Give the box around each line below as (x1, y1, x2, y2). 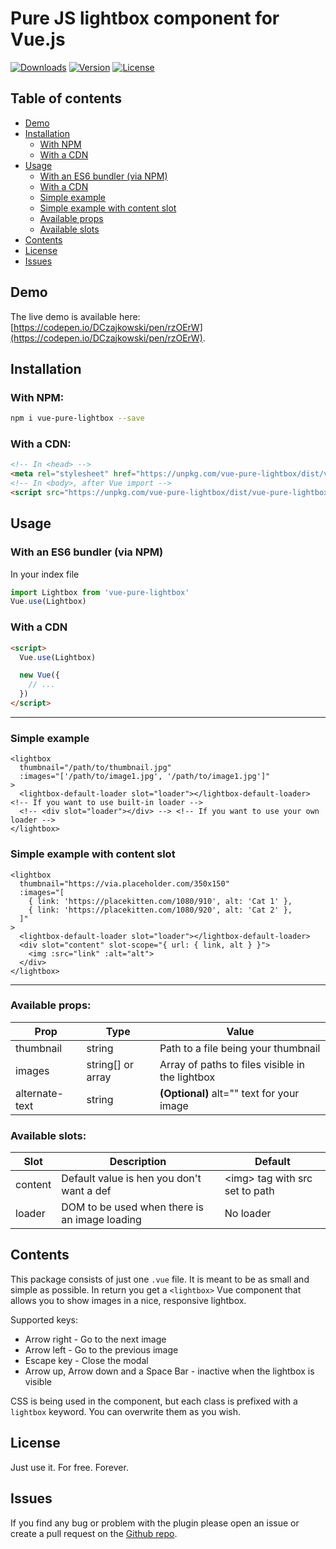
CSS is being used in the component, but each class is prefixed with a (10, 1395, 298, 1407)
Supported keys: (10, 1313, 78, 1326)
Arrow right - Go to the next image (24, 1333, 167, 1345)
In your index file (10, 568, 80, 580)
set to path (224, 1184, 275, 1198)
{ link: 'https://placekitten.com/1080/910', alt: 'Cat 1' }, (28, 896, 293, 906)
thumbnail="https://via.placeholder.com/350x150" (19, 878, 230, 889)
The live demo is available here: (10, 310, 141, 322)
